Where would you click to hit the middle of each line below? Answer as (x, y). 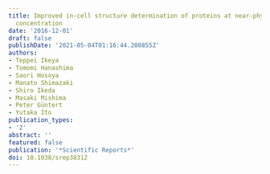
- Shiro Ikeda (32, 90)
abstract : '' (30, 135)
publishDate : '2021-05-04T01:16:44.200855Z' (84, 46)
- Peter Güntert (35, 105)
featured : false (35, 142)
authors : (23, 53)
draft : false (30, 38)
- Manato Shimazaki (41, 83)
